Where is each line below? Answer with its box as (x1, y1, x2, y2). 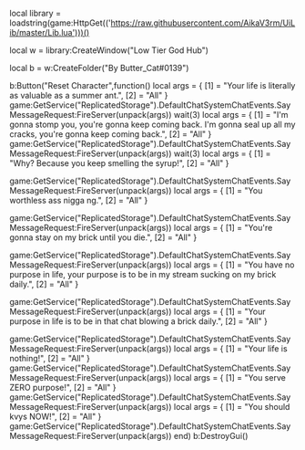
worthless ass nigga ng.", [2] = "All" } (9, 195, 148, 205)
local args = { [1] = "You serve (173, 372, 287, 382)
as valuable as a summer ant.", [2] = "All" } (9, 90, 168, 100)
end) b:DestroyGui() (173, 431, 249, 441)
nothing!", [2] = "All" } (9, 353, 91, 363)
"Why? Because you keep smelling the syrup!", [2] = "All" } (9, 158, 229, 168)
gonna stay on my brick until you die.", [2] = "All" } (9, 232, 198, 243)
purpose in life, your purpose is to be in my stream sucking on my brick (9, 269, 277, 279)
